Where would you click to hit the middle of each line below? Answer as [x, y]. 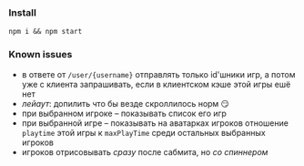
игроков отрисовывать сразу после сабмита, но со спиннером [145, 151]
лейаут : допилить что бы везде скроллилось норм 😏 [125, 103]
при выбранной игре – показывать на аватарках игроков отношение [155, 123]
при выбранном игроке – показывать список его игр [124, 113]
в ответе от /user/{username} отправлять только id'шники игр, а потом [158, 74]
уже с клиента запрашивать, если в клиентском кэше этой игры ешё [156, 84]
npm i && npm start [46, 32]
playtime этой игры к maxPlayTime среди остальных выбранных [143, 132]
